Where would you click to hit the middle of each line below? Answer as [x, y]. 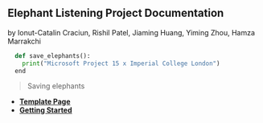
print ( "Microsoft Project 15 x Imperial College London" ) [121, 64]
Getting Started [46, 110]
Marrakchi [25, 41]
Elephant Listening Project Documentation [116, 13]
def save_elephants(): [53, 55]
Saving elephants [56, 86]
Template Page [45, 102]
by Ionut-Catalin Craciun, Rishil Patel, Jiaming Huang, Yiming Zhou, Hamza [131, 32]
